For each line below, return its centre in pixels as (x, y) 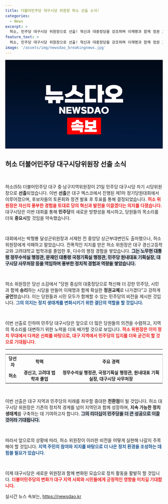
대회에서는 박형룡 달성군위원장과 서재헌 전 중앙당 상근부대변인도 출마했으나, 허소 (83, 239)
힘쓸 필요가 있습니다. (25, 453)
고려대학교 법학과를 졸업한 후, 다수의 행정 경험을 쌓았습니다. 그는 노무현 (83, 251)
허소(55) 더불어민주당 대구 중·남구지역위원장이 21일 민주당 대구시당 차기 (75, 187)
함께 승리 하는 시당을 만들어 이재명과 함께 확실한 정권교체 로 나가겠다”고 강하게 (85, 290)
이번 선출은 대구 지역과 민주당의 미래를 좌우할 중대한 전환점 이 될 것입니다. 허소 (81, 401)
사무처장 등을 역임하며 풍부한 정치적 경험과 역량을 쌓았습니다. (77, 264)
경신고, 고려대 (37, 373)
